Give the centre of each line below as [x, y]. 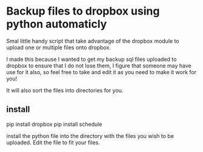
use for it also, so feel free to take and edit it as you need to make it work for [101, 72]
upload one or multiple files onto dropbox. [58, 47]
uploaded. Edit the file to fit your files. [53, 142]
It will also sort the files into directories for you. [65, 90]
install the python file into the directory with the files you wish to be [90, 136]
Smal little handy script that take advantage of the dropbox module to [93, 41]
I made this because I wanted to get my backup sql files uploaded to [92, 59]
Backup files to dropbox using [83, 11]
